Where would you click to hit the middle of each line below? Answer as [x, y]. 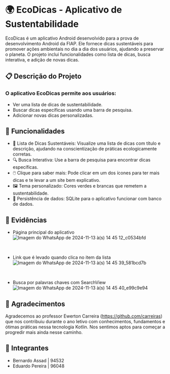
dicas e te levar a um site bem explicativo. [56, 180]
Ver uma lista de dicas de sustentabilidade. [58, 104]
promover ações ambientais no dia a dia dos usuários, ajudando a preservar [85, 49]
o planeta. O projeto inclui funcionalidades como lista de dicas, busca [78, 54]
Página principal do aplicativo [43, 232]
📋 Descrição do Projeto [43, 76]
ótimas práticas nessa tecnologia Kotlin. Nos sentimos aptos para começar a [85, 327]
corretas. [22, 154]
